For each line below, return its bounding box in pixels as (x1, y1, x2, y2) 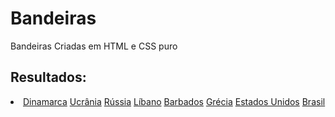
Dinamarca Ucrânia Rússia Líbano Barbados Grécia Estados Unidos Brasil (23, 95, 326, 107)
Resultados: (10, 69, 87, 86)
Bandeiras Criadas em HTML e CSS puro (10, 40, 178, 52)
